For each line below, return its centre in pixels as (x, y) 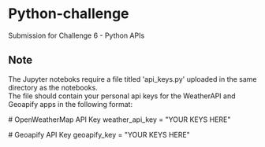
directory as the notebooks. (53, 87)
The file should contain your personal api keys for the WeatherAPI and (122, 96)
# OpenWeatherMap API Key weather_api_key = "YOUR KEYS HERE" (119, 119)
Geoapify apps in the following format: (70, 104)
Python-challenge (69, 14)
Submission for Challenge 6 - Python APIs (77, 35)
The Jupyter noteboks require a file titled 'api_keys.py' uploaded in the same (133, 79)
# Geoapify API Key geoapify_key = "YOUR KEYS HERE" (99, 134)
